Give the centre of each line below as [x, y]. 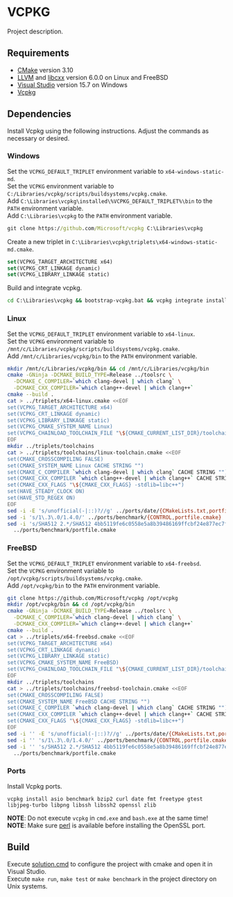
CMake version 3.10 [45, 70]
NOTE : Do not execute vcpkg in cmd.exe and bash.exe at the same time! [108, 818]
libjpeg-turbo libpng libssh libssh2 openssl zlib [82, 805]
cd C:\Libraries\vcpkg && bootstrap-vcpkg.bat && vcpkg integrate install [118, 301]
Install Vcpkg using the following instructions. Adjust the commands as [108, 131]
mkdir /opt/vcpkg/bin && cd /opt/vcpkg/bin [71, 605]
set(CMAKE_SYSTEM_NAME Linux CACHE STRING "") [76, 466]
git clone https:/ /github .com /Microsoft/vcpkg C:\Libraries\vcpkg [105, 228]
